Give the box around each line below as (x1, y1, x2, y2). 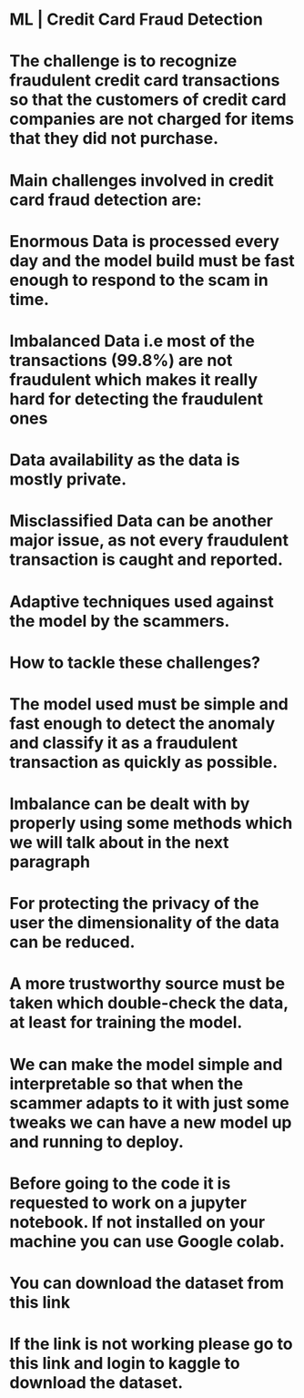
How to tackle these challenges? (9, 652, 261, 673)
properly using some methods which (9, 813, 293, 833)
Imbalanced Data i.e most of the (9, 331, 255, 351)
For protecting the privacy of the (9, 893, 259, 914)
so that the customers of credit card (9, 89, 287, 110)
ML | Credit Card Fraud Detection (9, 9, 264, 30)
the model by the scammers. (9, 610, 230, 631)
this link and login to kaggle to (9, 1353, 240, 1374)
